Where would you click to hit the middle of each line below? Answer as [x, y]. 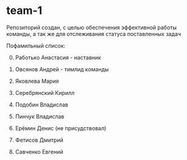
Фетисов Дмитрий [39, 140]
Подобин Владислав [41, 105]
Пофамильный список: [36, 46]
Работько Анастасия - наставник [58, 57]
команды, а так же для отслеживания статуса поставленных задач [94, 33]
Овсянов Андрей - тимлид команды [62, 69]
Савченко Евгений [39, 151]
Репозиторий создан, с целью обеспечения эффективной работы [92, 27]
